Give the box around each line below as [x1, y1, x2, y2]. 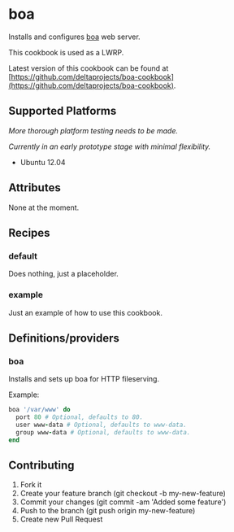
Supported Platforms [8, 104, 117, 118]
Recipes [8, 225, 50, 240]
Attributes [8, 181, 61, 195]
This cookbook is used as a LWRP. [8, 47, 124, 57]
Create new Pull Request [19, 514, 103, 525]
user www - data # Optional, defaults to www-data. [15, 421, 187, 429]
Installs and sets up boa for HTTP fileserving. [8, 374, 160, 384]
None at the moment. [8, 203, 80, 212]
